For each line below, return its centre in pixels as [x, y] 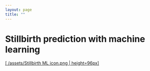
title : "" [15, 14]
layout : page [19, 10]
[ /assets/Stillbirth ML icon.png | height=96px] [52, 63]
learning [23, 49]
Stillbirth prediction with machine [75, 39]
